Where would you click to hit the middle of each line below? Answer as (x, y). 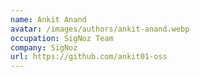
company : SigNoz (44, 47)
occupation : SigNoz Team (62, 38)
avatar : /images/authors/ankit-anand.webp (100, 29)
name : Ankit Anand (48, 19)
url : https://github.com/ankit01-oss (89, 57)
